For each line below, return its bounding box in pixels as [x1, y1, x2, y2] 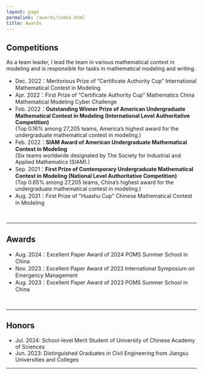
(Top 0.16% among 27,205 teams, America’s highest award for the [14, 125, 179, 132]
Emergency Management [14, 272, 78, 279]
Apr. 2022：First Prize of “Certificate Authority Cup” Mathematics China [14, 91, 195, 99]
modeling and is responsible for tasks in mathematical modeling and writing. [6, 65, 196, 73]
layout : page [6, 8, 39, 15]
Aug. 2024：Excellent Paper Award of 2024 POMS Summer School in [14, 251, 188, 258]
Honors [6, 321, 35, 331]
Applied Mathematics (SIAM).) [14, 158, 91, 166]
